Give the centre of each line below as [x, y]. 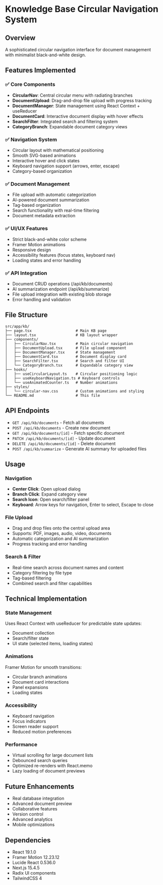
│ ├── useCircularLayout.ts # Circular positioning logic [71, 374]
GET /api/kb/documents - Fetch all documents [58, 423]
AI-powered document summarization [51, 200]
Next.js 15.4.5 [26, 868]
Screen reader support [35, 727]
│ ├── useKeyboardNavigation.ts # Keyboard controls [63, 378]
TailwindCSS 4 [27, 878]
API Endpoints [27, 411]
